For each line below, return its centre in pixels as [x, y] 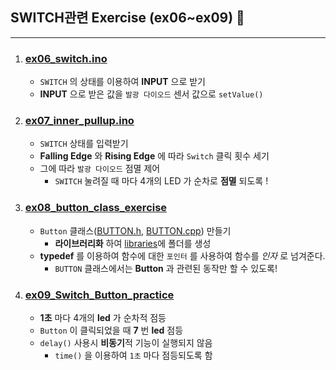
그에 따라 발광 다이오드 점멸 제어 [100, 169]
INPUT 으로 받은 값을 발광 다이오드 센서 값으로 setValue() [151, 94]
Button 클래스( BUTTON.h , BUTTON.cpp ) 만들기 [135, 230]
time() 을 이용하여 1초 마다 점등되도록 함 [133, 355]
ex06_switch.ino [66, 58]
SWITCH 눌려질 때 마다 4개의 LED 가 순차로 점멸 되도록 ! [161, 181]
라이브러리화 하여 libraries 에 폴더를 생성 [133, 243]
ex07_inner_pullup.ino [79, 121]
